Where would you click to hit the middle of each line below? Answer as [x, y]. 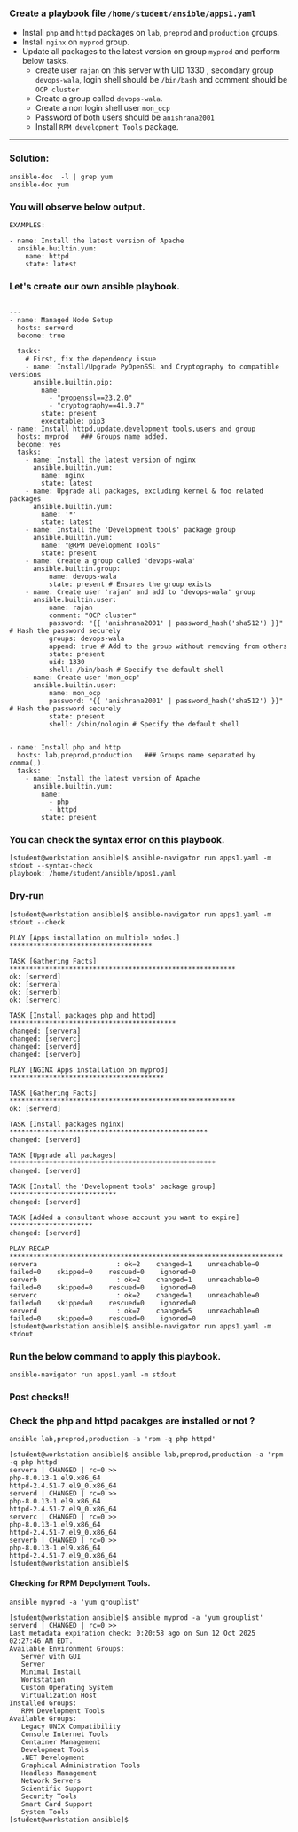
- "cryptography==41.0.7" [96, 406]
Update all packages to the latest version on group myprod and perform [151, 52]
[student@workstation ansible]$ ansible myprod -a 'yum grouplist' [137, 1618]
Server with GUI [51, 1656]
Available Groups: [43, 1718]
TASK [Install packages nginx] [67, 1124]
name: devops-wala [82, 577]
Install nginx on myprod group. [76, 42]
